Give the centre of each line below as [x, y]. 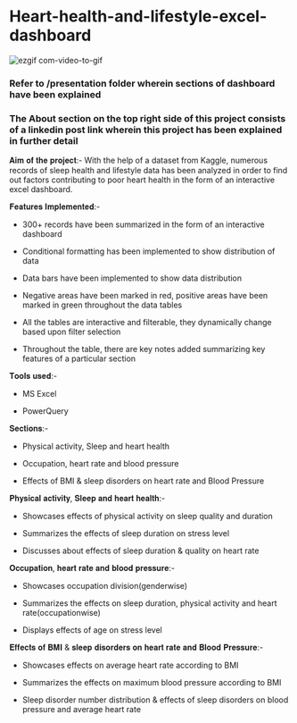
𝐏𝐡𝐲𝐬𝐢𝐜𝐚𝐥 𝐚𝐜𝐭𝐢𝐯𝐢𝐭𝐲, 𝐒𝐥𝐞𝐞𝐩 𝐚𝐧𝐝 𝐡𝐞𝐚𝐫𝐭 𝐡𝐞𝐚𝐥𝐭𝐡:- [87, 499]
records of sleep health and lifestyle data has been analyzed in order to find [148, 171]
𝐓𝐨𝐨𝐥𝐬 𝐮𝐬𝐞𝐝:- [33, 376]
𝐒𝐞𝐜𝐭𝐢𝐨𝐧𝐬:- [29, 429]
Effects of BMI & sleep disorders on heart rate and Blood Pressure [143, 481]
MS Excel [39, 394]
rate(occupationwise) [61, 613]
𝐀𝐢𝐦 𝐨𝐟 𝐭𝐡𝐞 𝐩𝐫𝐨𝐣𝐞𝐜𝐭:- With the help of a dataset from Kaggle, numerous [139, 160]
